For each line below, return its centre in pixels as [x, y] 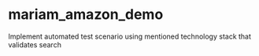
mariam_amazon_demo [86, 15]
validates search [35, 44]
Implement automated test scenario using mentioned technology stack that [130, 36]
